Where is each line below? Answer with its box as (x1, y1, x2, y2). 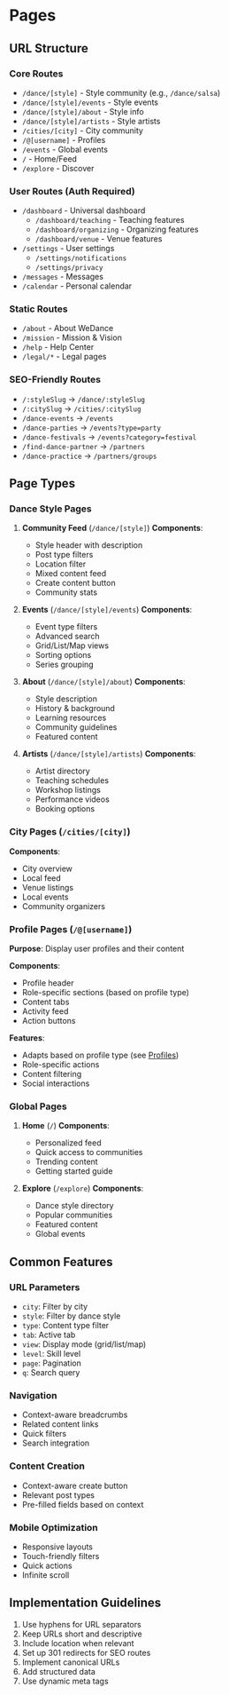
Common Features (9, 1254, 113, 1270)
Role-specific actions (21, 1059, 100, 1070)
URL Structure (9, 41, 88, 56)
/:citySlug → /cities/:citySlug (21, 403, 141, 414)
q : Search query (21, 1367, 80, 1378)
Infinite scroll (21, 1569, 70, 1580)
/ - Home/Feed (21, 153, 78, 164)
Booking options (34, 804, 95, 814)
